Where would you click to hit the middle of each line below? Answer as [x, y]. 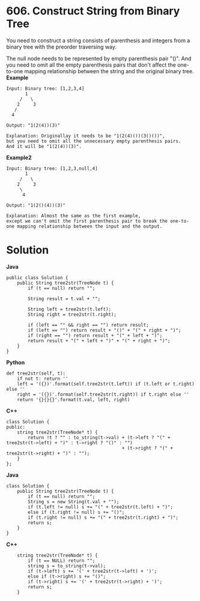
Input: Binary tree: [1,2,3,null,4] [52, 168]
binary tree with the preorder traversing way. [62, 47]
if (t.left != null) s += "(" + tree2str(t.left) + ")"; [100, 507]
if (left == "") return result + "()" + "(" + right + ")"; [105, 330]
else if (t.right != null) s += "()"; [76, 512]
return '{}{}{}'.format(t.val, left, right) [74, 400]
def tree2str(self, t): [36, 373]
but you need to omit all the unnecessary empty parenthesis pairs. [94, 141]
